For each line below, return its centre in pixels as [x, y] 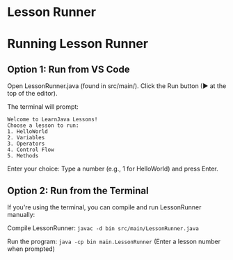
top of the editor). [32, 94]
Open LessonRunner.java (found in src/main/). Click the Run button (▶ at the [117, 86]
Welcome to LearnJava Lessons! [53, 120]
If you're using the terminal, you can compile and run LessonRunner [104, 207]
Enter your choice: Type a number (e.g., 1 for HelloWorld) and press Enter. [113, 169]
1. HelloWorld [28, 132]
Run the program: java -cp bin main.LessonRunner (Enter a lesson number [114, 241]
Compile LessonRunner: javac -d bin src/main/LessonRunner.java [103, 228]
